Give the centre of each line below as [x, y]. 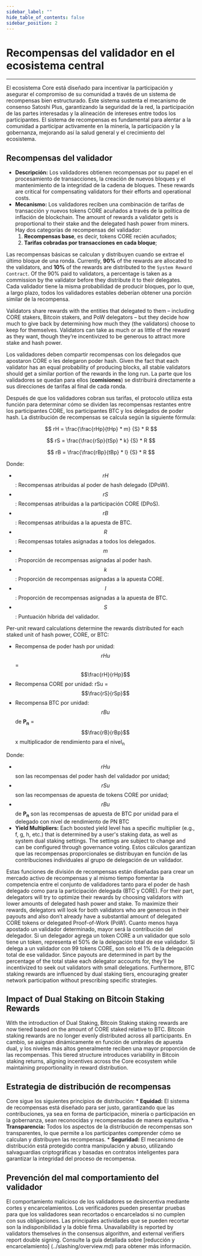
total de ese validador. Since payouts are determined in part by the [89, 954]
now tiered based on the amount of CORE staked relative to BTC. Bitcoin [96, 1029]
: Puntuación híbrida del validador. [57, 617]
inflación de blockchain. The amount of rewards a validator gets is [96, 217]
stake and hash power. [34, 343]
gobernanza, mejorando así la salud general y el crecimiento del [86, 132]
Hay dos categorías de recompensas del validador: [78, 230]
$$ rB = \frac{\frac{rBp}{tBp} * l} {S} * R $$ [101, 453]
